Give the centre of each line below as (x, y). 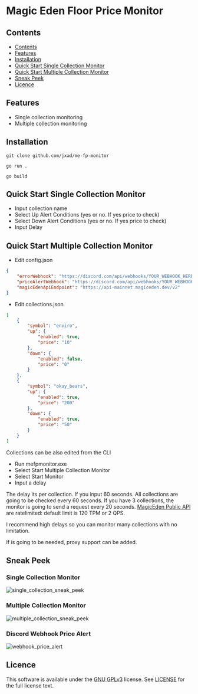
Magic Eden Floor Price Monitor (85, 11)
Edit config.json (34, 260)
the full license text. (30, 685)
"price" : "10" (55, 342)
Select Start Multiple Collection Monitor (62, 470)
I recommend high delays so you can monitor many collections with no (92, 524)
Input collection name (41, 208)
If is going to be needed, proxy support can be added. (72, 542)
